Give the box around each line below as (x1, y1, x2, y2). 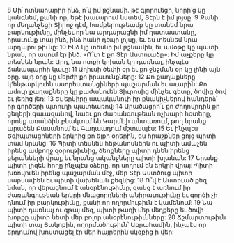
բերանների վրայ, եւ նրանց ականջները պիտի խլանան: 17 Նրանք (7, 154, 218, 162)
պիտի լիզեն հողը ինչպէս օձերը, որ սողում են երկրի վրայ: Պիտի (7, 162, 214, 169)
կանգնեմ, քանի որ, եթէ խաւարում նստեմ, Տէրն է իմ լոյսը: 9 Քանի (7, 13, 219, 22)
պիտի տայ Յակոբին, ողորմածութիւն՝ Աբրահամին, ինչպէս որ (7, 221, 207, 228)
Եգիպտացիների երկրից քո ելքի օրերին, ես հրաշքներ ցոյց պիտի (7, 132, 217, 140)
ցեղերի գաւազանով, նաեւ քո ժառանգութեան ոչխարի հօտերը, (7, 109, 212, 118)
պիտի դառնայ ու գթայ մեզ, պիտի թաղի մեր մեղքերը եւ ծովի (7, 205, 204, 214)
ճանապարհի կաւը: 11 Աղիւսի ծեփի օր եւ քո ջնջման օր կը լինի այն (7, 65, 221, 73)
